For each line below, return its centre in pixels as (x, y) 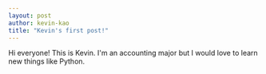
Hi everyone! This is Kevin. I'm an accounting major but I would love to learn (133, 53)
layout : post (30, 16)
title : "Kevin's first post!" (59, 30)
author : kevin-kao (39, 23)
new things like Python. (47, 61)
